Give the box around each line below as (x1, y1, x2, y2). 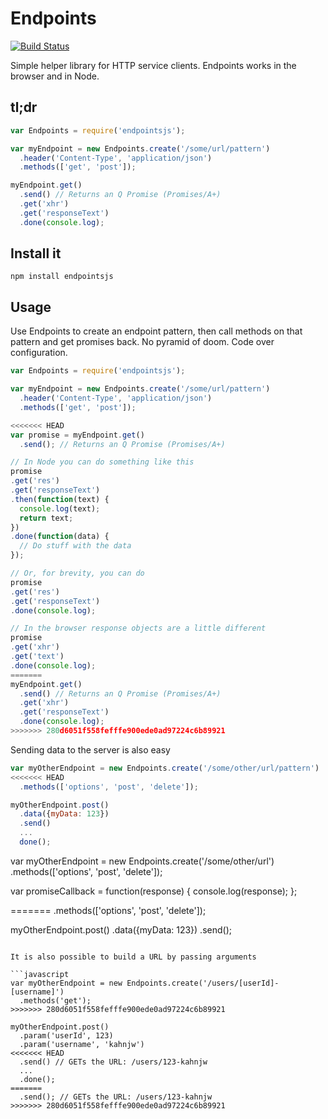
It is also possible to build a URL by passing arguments (10, 952, 257, 962)
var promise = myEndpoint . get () (10, 430, 145, 440)
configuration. (10, 347, 68, 359)
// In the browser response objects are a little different (10, 623, 267, 634)
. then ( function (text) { (10, 494, 110, 504)
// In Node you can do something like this (10, 457, 195, 467)
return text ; (19, 513, 74, 523)
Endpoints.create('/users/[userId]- (126, 978, 280, 988)
